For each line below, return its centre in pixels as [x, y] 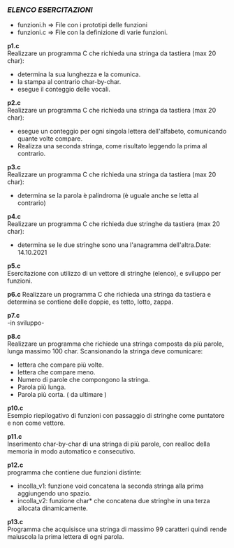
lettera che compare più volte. [60, 365]
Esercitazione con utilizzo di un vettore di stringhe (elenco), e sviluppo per [114, 274]
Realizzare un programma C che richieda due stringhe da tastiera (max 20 [114, 224]
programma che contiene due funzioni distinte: [74, 472]
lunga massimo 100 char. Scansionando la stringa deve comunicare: [105, 351]
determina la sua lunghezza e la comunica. [79, 74]
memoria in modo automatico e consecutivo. [71, 451]
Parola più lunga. [42, 387]
